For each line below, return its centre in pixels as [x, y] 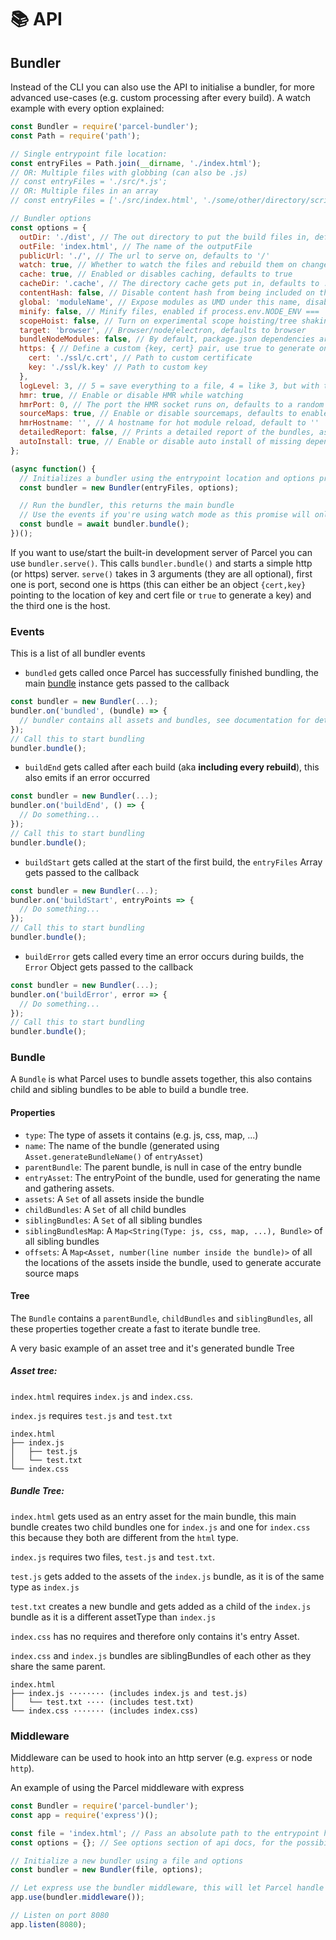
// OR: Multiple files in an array [84, 191]
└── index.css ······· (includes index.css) [104, 1711]
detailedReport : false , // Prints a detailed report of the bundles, [167, 432]
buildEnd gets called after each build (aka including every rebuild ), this [172, 767]
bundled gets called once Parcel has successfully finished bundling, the [172, 673]
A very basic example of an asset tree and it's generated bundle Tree [152, 1348]
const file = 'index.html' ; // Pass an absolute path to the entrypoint [165, 1833]
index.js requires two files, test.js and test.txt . [113, 1557]
